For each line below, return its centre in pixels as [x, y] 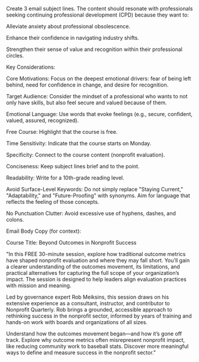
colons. [15, 220]
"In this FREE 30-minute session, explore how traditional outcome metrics [96, 254]
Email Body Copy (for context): [44, 231]
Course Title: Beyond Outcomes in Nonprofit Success [71, 243]
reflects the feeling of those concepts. [53, 202]
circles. [15, 55]
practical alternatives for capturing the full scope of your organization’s [93, 273]
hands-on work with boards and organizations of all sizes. [77, 322]
